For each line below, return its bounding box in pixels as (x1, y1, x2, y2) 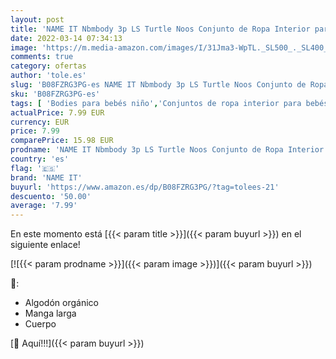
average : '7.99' (10, 201, 78, 211)
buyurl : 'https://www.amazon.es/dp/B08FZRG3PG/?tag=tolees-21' (10, 182, 280, 192)
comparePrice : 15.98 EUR (10, 136, 114, 146)
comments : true (10, 52, 74, 62)
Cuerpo (24, 318, 57, 330)
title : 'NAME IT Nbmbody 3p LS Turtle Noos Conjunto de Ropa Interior (10, 24, 311, 34)
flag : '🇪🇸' (10, 163, 60, 173)
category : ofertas (10, 61, 87, 71)
